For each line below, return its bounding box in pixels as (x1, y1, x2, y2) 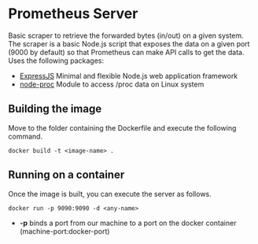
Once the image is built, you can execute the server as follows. (8, 189, 212, 198)
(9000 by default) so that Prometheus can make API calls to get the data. (8, 47, 245, 57)
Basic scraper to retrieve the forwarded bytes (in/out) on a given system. (8, 31, 244, 40)
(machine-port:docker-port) (19, 226, 110, 236)
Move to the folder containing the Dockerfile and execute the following (8, 123, 237, 132)
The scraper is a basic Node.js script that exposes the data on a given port (8, 39, 250, 48)
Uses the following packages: (8, 56, 105, 65)
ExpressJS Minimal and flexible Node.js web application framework (19, 71, 238, 80)
